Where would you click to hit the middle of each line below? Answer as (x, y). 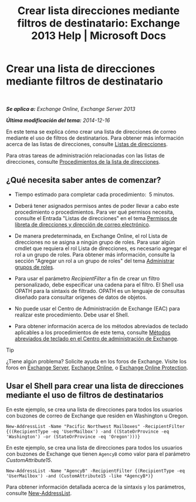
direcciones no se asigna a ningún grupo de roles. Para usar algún (94, 242)
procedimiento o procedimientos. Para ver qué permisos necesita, (94, 212)
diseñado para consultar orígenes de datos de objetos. (81, 297)
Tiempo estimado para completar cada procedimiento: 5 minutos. (94, 194)
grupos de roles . (34, 267)
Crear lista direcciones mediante (99, 11)
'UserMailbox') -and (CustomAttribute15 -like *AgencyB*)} (80, 476)
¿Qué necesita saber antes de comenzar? (84, 180)
